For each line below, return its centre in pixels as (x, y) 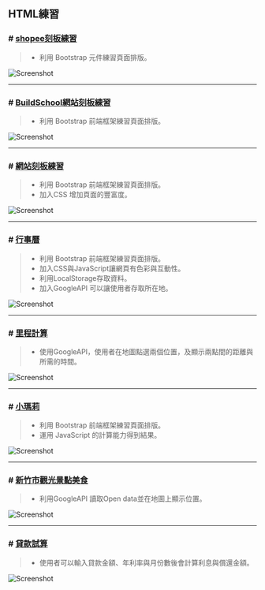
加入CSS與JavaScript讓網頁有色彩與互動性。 (112, 268)
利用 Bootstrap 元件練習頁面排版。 (95, 57)
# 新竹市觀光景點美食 (48, 480)
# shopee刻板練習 (43, 39)
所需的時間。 (60, 361)
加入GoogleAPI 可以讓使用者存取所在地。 (106, 288)
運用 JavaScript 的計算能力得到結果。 (100, 435)
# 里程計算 (28, 333)
